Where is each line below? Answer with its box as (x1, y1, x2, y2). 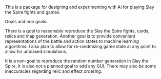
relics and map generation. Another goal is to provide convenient (5, 33, 136, 39)
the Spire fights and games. (5, 9, 61, 15)
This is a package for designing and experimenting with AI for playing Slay (5, 4, 155, 10)
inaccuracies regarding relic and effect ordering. (5, 68, 102, 74)
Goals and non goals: (5, 19, 48, 24)
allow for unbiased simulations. (5, 48, 67, 54)
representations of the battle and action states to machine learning (5, 38, 139, 44)
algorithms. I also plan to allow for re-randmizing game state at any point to (5, 44, 156, 49)
